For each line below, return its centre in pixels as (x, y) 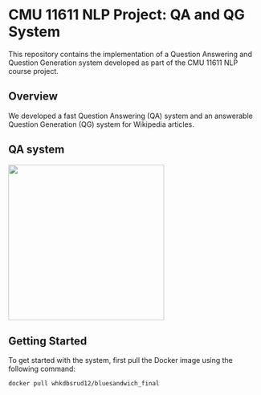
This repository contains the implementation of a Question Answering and (130, 54)
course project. (33, 71)
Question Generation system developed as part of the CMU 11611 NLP (123, 63)
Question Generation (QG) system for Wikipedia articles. (102, 124)
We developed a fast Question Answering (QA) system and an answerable (130, 116)
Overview (33, 97)
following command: (42, 369)
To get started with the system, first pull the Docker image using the (120, 360)
